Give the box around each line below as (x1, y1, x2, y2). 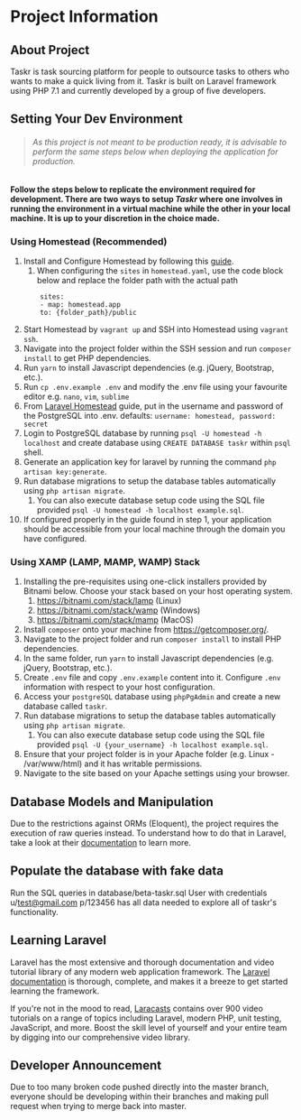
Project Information (10, 6, 159, 27)
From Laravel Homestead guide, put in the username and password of (23, 400, 284, 412)
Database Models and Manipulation (10, 794, 214, 810)
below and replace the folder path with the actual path (36, 274, 238, 285)
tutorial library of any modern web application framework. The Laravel (10, 966, 270, 977)
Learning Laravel (10, 932, 107, 949)
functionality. (10, 906, 59, 917)
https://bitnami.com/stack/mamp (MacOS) (36, 615, 195, 625)
